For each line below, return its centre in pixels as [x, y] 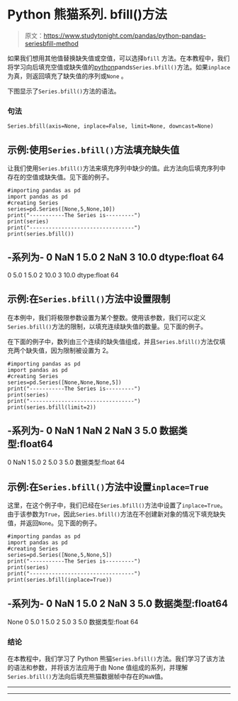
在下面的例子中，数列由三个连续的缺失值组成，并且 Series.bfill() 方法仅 [113, 341]
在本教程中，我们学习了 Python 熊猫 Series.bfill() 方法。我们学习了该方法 [116, 659]
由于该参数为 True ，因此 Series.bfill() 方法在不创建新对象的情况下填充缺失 [117, 514]
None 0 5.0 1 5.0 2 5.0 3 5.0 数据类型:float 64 [73, 622]
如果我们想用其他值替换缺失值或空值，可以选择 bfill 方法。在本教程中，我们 [119, 58]
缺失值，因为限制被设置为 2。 [69, 350]
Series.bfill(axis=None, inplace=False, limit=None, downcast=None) [110, 126]
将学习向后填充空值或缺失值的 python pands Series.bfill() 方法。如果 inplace [119, 67]
